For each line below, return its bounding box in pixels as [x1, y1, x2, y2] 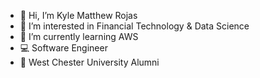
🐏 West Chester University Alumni [19, 56, 160, 68]
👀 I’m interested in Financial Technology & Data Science [19, 20, 250, 32]
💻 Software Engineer [19, 42, 108, 54]
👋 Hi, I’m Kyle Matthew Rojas [19, 10, 138, 21]
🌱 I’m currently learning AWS [19, 31, 139, 42]
